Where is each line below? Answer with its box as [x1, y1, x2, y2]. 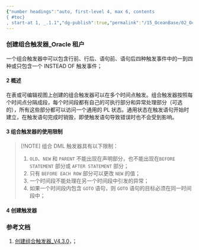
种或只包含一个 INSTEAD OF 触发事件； [6, 62, 102, 69]
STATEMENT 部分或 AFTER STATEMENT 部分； [29, 162, 129, 169]
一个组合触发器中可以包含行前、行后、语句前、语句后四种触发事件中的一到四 [6, 55, 193, 62]
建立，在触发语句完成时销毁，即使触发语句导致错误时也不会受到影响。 [6, 113, 178, 120]
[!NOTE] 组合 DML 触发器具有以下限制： [20, 143, 118, 150]
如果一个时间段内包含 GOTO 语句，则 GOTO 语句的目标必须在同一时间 [29, 185, 192, 192]
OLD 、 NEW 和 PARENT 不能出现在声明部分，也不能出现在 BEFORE [29, 155, 176, 162]
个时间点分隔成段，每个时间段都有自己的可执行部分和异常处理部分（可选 [6, 98, 182, 105]
